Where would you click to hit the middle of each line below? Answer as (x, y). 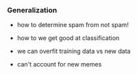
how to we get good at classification (68, 38)
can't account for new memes (59, 64)
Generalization (32, 10)
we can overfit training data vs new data (74, 51)
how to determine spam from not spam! (73, 25)
